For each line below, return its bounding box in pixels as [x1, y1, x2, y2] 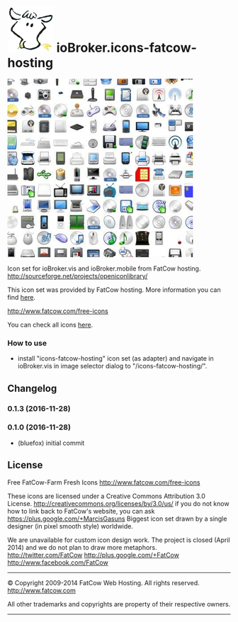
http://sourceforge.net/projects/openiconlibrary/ [7, 271, 148, 280]
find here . [7, 293, 36, 301]
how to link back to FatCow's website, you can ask [7, 507, 155, 515]
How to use [7, 338, 47, 348]
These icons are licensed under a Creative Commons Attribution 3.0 [7, 492, 205, 500]
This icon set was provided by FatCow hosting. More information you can [7, 285, 221, 294]
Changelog [7, 382, 57, 395]
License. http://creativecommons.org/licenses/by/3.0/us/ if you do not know [7, 499, 229, 508]
